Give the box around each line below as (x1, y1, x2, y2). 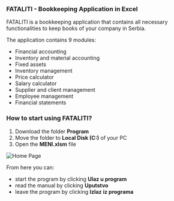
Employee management (14, 92, 74, 100)
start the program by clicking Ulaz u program (14, 175, 127, 182)
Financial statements (14, 99, 67, 106)
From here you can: (6, 164, 55, 171)
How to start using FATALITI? (6, 114, 92, 122)
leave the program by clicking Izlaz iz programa (14, 188, 134, 195)
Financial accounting (14, 48, 67, 55)
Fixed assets (14, 61, 47, 68)
